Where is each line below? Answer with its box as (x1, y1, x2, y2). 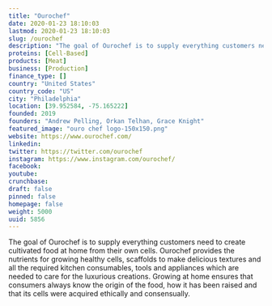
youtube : (8, 170, 38, 178)
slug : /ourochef (8, 34, 63, 43)
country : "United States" (8, 79, 96, 87)
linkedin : (8, 139, 42, 148)
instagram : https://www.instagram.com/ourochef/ (8, 155, 176, 163)
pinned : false (8, 192, 57, 201)
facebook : (8, 163, 42, 171)
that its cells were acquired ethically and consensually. (8, 289, 190, 299)
